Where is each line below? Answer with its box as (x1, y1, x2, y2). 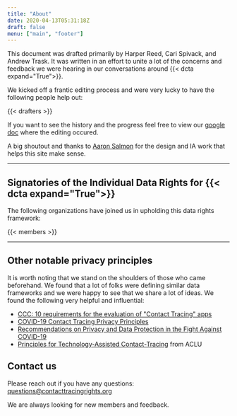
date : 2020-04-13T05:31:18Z (7, 17, 90, 24)
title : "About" (7, 10, 52, 18)
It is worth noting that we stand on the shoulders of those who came (7, 273, 206, 282)
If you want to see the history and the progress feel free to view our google (7, 121, 226, 129)
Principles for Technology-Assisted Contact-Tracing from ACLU (17, 340, 202, 348)
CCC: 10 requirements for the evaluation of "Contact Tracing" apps (17, 309, 212, 318)
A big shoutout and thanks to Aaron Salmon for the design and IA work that (7, 142, 226, 151)
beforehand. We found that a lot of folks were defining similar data (7, 281, 200, 289)
